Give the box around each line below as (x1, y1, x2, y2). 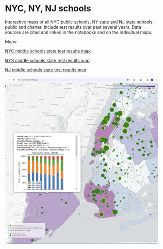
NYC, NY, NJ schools (5, 3, 91, 14)
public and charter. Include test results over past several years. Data (5, 24, 142, 30)
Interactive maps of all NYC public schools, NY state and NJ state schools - (5, 19, 156, 25)
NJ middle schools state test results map (5, 66, 86, 73)
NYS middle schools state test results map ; (5, 57, 91, 63)
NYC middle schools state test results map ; (5, 48, 91, 54)
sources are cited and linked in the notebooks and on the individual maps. (5, 29, 153, 35)
